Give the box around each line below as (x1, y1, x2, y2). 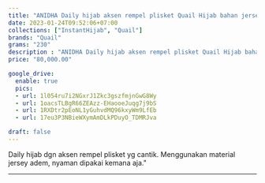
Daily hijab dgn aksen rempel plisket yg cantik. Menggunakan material (8, 149, 236, 159)
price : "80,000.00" (8, 56, 73, 64)
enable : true (15, 77, 58, 85)
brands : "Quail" (8, 33, 62, 42)
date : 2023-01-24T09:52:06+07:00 (8, 19, 118, 27)
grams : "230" (8, 41, 51, 49)
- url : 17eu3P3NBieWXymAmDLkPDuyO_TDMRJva (15, 114, 157, 122)
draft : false (8, 128, 51, 136)
